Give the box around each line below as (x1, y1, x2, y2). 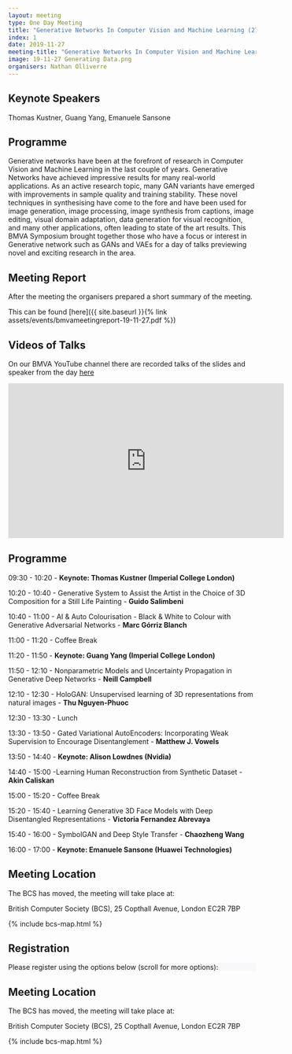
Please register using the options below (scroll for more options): (8, 963, 219, 972)
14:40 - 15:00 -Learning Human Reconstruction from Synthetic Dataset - (8, 767, 242, 776)
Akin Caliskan (8, 776, 55, 785)
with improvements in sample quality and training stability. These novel (8, 190, 238, 199)
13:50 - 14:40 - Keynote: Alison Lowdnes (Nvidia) (8, 752, 172, 761)
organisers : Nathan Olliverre (8, 63, 108, 71)
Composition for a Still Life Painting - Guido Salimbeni (8, 596, 183, 606)
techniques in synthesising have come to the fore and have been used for (8, 198, 246, 208)
